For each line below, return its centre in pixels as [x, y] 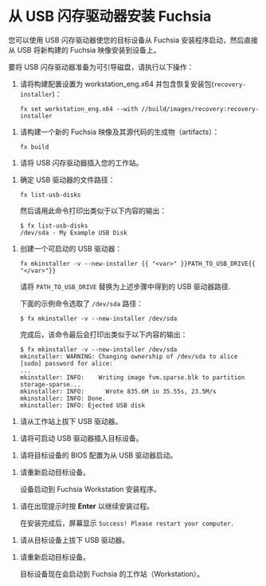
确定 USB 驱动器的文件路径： [67, 180]
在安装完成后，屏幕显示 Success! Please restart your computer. [127, 523]
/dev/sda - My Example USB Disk [73, 232]
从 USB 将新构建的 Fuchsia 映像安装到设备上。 [84, 49]
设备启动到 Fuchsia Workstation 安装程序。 [90, 489]
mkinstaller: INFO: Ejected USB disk [82, 405]
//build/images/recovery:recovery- [200, 109]
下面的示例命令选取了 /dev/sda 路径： [81, 303]
